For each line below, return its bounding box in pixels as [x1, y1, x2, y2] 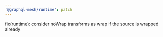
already [5, 26, 21, 32]
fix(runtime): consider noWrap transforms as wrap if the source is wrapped [5, 21, 159, 27]
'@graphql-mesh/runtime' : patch [5, 7, 72, 12]
